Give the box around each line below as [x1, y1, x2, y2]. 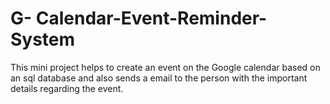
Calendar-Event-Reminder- [35, 7, 268, 30]
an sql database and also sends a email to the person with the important [10, 72, 308, 84]
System [10, 28, 76, 51]
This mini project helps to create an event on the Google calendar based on [10, 61, 321, 73]
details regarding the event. [10, 82, 124, 94]
